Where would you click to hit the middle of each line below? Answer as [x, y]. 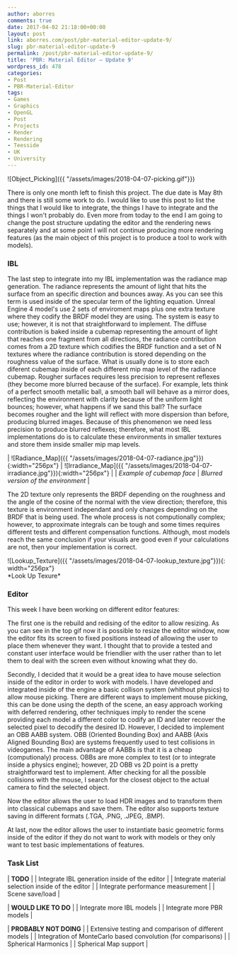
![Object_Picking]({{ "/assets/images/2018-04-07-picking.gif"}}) [101, 178]
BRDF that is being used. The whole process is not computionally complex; [116, 517]
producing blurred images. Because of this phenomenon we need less [110, 422]
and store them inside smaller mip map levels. [74, 445]
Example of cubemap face [157, 473]
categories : [25, 73]
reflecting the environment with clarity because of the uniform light [105, 399]
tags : [15, 93]
